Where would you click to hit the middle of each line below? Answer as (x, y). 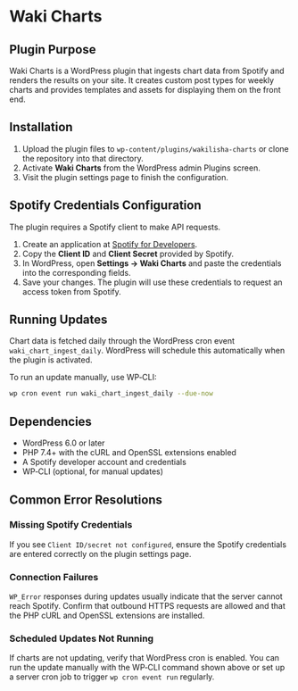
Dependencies (50, 421)
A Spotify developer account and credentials (104, 462)
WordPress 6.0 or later (63, 443)
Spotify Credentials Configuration (105, 206)
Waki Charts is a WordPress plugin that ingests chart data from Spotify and (147, 71)
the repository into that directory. (83, 158)
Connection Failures (54, 577)
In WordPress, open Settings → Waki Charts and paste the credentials (152, 263)
